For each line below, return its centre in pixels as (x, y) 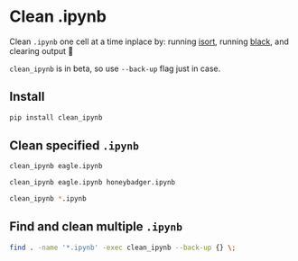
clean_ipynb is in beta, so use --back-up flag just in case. (115, 68)
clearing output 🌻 (42, 50)
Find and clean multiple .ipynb (96, 227)
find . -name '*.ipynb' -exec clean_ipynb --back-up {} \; (123, 247)
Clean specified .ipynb (74, 146)
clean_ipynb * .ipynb (48, 199)
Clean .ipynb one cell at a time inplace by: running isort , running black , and (149, 41)
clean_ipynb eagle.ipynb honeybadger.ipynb (93, 183)
